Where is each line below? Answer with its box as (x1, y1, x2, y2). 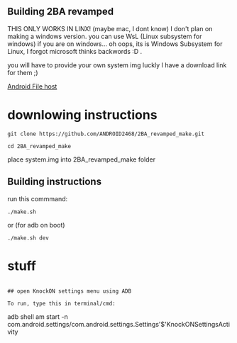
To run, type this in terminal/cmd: (7, 300, 116, 307)
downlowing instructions (7, 107, 158, 123)
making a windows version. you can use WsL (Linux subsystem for (7, 32, 202, 40)
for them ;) (7, 68, 38, 77)
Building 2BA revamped (7, 6, 114, 18)
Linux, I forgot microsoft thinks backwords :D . (7, 47, 143, 55)
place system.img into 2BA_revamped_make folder (7, 155, 156, 164)
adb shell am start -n (7, 312, 69, 321)
